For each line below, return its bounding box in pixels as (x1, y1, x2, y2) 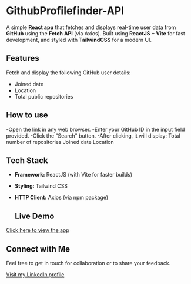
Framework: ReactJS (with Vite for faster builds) (14, 171, 133, 178)
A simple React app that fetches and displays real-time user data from (6, 24, 176, 31)
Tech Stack (6, 155, 48, 165)
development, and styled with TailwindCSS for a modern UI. (6, 36, 152, 43)
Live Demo (14, 211, 55, 221)
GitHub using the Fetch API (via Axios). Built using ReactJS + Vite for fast (6, 30, 185, 37)
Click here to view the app (6, 227, 69, 234)
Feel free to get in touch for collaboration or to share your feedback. (6, 260, 171, 266)
